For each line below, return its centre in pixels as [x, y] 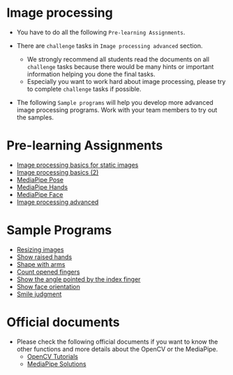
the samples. [35, 117]
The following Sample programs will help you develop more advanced [115, 102]
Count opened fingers [48, 272]
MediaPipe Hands [42, 187]
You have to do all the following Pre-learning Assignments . [101, 32]
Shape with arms [41, 264]
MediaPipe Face [40, 194]
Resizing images [40, 249]
